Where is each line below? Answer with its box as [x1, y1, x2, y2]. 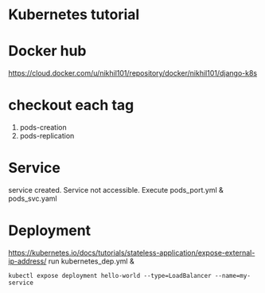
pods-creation [19, 123, 67, 132]
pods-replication [19, 131, 75, 141]
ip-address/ [8, 256, 47, 266]
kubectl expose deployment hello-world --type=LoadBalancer [8, 272, 212, 279]
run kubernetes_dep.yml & [48, 256, 134, 266]
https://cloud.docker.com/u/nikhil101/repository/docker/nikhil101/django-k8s [8, 68, 257, 78]
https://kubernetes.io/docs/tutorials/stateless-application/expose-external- [8, 248, 255, 257]
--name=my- [214, 272, 251, 279]
